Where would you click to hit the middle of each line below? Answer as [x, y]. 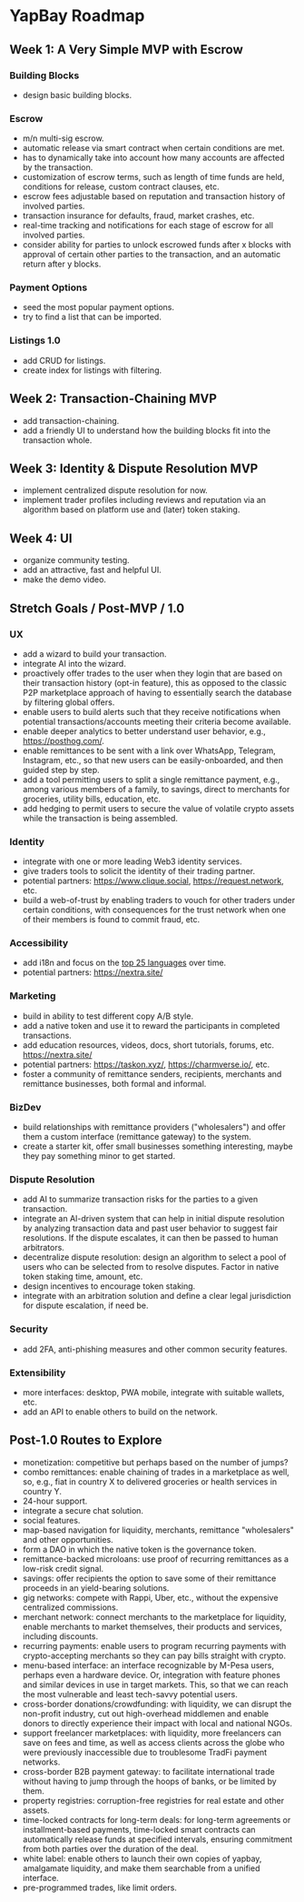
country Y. [42, 1491]
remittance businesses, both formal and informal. [114, 1083]
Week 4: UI [41, 538]
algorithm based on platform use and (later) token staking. [131, 509]
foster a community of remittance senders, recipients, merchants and [152, 1073]
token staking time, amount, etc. [83, 1277]
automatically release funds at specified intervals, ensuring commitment [157, 1839]
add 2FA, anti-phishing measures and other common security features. [155, 1349]
